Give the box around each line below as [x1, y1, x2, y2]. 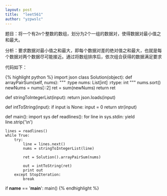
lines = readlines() [5, 129, 48, 134]
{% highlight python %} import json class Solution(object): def [5, 74, 133, 80]
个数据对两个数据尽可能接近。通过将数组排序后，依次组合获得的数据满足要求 [5, 54, 162, 60]
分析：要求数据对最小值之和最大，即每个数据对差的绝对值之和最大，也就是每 [5, 48, 162, 54]
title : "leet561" [5, 12, 43, 17]
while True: [5, 133, 30, 138]
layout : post [5, 7, 32, 12]
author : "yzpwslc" [5, 16, 43, 21]
